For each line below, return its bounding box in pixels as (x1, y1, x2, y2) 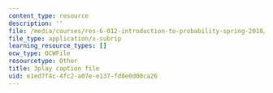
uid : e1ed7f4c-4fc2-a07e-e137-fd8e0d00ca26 (8, 72, 158, 80)
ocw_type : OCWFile (8, 49, 71, 57)
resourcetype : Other (8, 57, 79, 66)
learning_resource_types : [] (8, 42, 107, 50)
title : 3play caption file (8, 65, 100, 73)
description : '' (8, 19, 63, 27)
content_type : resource (8, 11, 89, 20)
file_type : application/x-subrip (8, 34, 122, 43)
